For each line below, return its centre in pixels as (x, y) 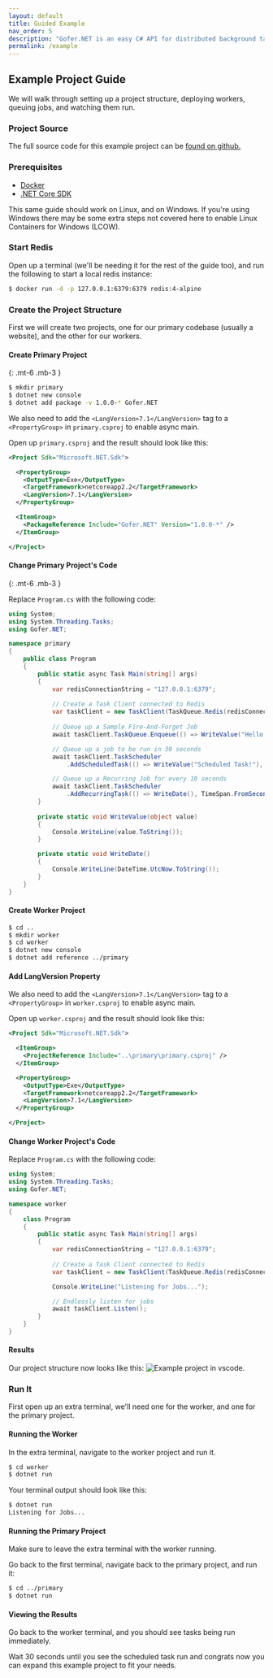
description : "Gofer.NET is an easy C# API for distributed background (132, 39)
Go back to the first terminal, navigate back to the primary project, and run (133, 1565)
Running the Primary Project (57, 1531)
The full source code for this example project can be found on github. (125, 146)
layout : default (36, 16)
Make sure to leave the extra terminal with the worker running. (113, 1549)
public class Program (59, 659)
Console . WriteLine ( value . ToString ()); (117, 832)
